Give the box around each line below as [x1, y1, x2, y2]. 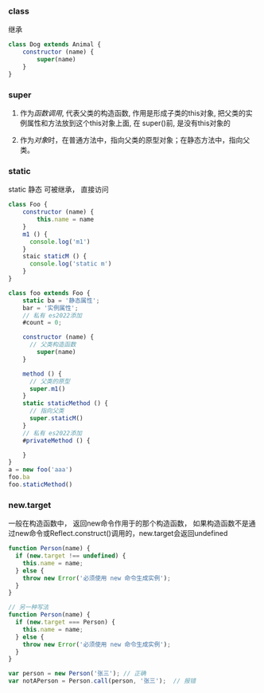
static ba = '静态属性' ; [22, 297, 100, 305]
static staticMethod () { [22, 400, 109, 408]
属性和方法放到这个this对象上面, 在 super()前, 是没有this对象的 [26, 118, 231, 128]
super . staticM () [29, 415, 83, 423]
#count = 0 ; [22, 319, 62, 327]
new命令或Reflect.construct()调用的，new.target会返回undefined [14, 529, 228, 538]
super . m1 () [29, 384, 66, 392]
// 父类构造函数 [29, 341, 76, 348]
